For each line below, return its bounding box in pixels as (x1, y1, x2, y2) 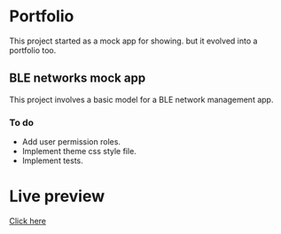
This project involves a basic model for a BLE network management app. (9, 94, 274, 105)
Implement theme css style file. (21, 146, 137, 157)
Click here (9, 215, 47, 226)
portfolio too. (9, 44, 57, 55)
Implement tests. (21, 155, 84, 166)
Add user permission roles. (21, 136, 121, 147)
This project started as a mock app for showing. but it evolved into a (9, 35, 258, 46)
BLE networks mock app (9, 71, 146, 86)
